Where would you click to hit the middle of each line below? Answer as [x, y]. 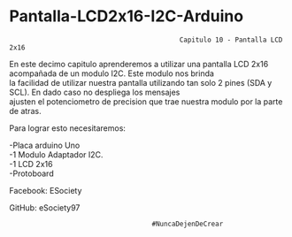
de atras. [25, 111]
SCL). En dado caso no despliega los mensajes [95, 92]
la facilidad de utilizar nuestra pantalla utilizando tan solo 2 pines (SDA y [141, 82]
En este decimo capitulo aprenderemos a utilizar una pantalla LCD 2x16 [139, 64]
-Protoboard [32, 173]
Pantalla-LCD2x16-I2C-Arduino [127, 16]
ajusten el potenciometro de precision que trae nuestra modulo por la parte [146, 101]
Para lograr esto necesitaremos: [68, 128]
